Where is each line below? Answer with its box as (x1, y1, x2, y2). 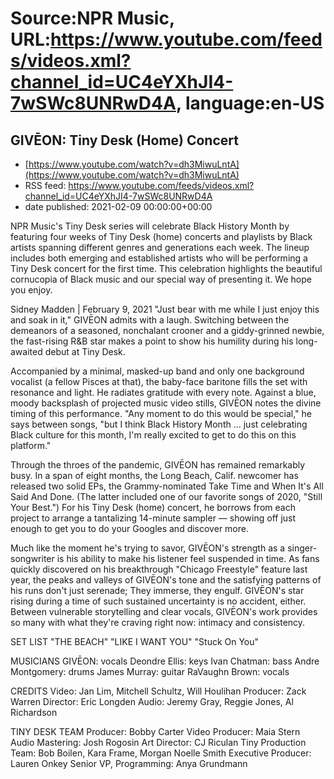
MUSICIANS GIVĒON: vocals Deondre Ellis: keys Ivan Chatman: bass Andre (10, 655, 320, 667)
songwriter (10, 553, 55, 564)
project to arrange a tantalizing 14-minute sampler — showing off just (10, 512, 297, 524)
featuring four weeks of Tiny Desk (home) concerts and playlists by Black (10, 231, 313, 242)
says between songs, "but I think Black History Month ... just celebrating (10, 418, 308, 430)
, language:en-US (175, 92, 325, 115)
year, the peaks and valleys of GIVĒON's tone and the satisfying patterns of (10, 574, 322, 586)
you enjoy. (10, 284, 53, 296)
